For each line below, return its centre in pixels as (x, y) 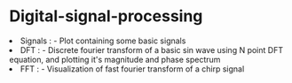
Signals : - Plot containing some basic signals (103, 41)
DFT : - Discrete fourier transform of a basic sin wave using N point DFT (152, 49)
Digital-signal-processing (106, 16)
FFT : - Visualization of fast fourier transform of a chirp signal (133, 69)
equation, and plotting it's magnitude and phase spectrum (115, 59)
